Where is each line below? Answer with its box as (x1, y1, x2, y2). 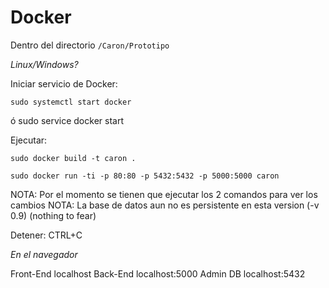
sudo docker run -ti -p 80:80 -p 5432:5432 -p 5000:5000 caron (10, 171, 280, 181)
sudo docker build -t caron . (10, 153, 137, 163)
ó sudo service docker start (10, 114, 124, 126)
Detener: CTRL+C (10, 229, 83, 241)
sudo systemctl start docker (10, 97, 132, 107)
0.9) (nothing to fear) (10, 209, 97, 221)
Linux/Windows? (10, 58, 79, 70)
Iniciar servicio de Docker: (10, 77, 118, 90)
